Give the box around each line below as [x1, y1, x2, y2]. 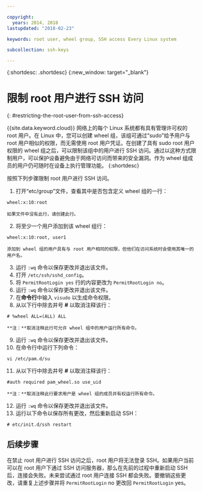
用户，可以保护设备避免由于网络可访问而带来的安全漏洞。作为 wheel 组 [11, 155, 188, 162]
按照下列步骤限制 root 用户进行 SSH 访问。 [7, 175, 113, 182]
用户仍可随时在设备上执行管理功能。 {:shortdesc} [17, 162, 140, 169]
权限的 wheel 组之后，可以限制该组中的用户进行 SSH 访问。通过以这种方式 [7, 147, 191, 154]
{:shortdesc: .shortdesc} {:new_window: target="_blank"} [7, 69, 149, 76]
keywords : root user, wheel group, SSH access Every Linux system [7, 36, 177, 42]
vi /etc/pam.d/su [7, 356, 50, 362]
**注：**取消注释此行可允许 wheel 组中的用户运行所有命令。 [7, 325, 140, 331]
